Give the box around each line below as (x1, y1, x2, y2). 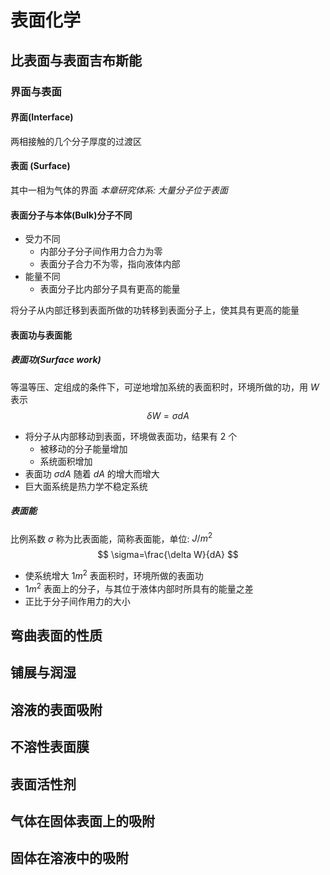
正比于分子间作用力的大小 (24, 595, 131, 607)
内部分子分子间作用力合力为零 (39, 246, 163, 258)
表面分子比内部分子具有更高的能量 (39, 283, 181, 295)
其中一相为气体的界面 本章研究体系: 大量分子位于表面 (10, 184, 228, 196)
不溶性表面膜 (10, 739, 90, 756)
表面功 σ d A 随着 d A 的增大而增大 (24, 467, 160, 480)
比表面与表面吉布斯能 (10, 52, 142, 69)
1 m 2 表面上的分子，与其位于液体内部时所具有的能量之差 (24, 581, 254, 595)
